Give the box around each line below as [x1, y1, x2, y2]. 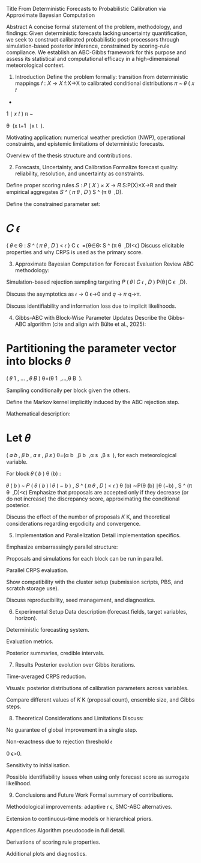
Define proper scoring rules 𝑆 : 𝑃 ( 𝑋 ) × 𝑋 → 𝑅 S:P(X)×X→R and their [6, 182, 177, 188]
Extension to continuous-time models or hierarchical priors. [6, 815, 153, 822]
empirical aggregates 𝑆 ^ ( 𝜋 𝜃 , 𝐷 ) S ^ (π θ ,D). [6, 188, 123, 195]
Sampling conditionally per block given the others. [6, 387, 130, 394]
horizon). [14, 614, 38, 622]
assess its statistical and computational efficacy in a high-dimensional [6, 55, 179, 62]
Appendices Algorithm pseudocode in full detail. [6, 826, 125, 833]
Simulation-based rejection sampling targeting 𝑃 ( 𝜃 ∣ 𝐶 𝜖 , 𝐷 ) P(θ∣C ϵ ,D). [6, 278, 188, 285]
